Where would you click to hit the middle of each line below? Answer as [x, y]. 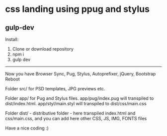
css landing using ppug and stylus [78, 9]
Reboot [12, 79]
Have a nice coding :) [27, 128]
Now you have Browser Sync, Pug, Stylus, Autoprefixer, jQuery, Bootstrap [81, 74]
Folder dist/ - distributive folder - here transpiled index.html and [70, 113]
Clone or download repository [43, 49]
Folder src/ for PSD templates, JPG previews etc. [55, 89]
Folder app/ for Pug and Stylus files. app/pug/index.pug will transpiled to [80, 98]
